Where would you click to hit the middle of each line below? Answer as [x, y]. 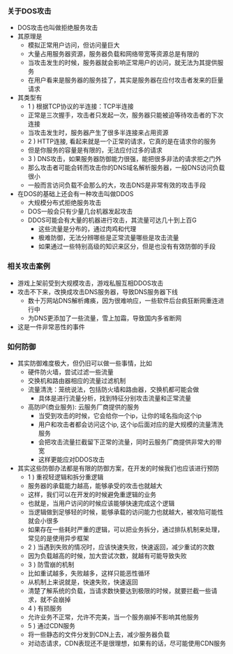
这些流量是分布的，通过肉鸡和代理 [87, 229]
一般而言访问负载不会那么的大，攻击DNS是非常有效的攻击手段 [117, 185]
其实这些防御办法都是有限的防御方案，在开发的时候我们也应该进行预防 [118, 468]
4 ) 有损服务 [45, 608]
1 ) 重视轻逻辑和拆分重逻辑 [66, 477]
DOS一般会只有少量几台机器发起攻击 [80, 211]
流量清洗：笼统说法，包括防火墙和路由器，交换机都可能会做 [113, 389]
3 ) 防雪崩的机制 [51, 564]
